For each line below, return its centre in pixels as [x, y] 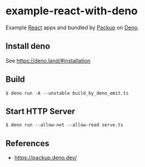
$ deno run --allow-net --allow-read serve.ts [64, 125]
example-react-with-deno [72, 11]
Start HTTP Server [41, 111]
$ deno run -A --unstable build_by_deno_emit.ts [67, 93]
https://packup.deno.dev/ [45, 158]
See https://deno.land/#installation [48, 60]
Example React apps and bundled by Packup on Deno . [72, 27]
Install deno [28, 46]
